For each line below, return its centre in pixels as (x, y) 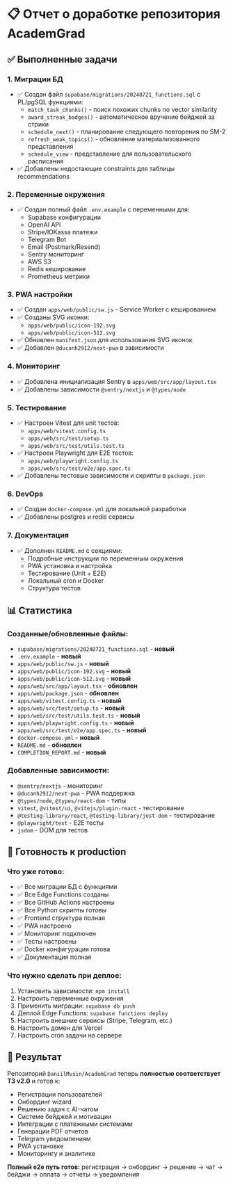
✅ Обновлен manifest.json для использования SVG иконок (105, 340)
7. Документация (38, 535)
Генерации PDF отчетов (53, 1131)
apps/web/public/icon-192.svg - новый (74, 671)
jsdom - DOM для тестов (53, 830)
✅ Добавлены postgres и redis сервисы (76, 517)
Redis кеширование (57, 269)
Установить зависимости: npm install (73, 991)
